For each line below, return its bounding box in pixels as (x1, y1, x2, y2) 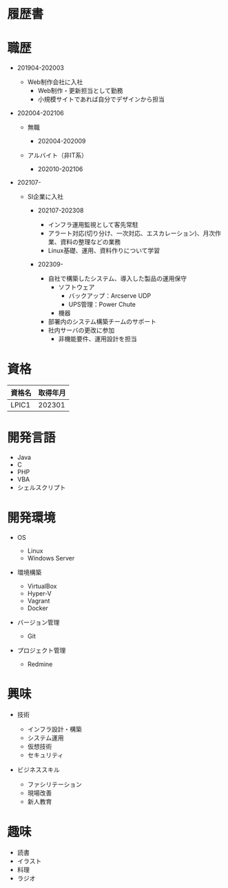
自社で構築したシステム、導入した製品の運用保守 (48, 274, 187, 283)
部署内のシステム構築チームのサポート (48, 318, 157, 326)
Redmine (27, 660, 53, 668)
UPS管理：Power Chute (68, 301, 136, 309)
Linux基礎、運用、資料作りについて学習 (48, 246, 160, 255)
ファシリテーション (27, 780, 83, 788)
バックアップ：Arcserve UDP (68, 292, 152, 300)
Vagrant (27, 596, 50, 605)
